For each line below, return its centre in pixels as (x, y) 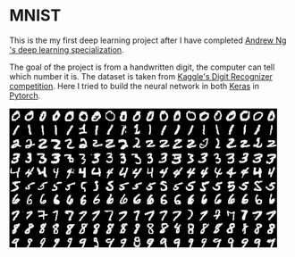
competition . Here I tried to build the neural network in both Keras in (134, 86)
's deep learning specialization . (67, 49)
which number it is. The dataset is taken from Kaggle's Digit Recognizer (141, 76)
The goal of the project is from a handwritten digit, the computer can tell (142, 67)
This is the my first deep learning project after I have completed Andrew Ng (148, 40)
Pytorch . (25, 95)
